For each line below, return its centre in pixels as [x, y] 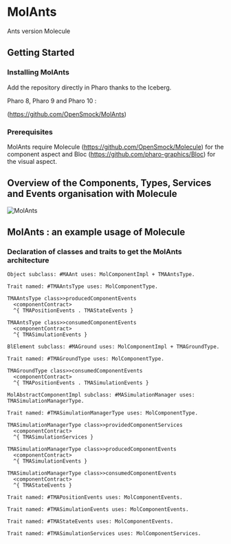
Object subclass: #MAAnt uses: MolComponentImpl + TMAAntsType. [101, 275]
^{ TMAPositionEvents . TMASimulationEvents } [81, 383]
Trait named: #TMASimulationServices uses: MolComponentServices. [104, 534]
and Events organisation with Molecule [92, 194]
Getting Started [41, 53]
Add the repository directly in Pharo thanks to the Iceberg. [89, 87]
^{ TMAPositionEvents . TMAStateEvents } [74, 311]
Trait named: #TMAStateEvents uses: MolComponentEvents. [90, 522]
